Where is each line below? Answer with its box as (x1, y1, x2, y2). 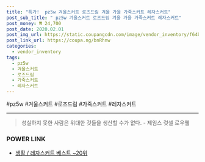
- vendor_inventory (12, 49, 62, 55)
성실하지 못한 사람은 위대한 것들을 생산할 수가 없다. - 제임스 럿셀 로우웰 (21, 119, 190, 126)
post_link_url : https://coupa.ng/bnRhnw (6, 37, 111, 43)
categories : (6, 43, 37, 50)
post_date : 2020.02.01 (6, 26, 64, 32)
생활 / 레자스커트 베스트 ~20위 (15, 149, 88, 156)
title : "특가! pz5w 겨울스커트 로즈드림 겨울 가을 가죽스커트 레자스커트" (6, 9, 171, 15)
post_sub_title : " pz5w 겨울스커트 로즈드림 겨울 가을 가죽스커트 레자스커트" (6, 15, 182, 21)
